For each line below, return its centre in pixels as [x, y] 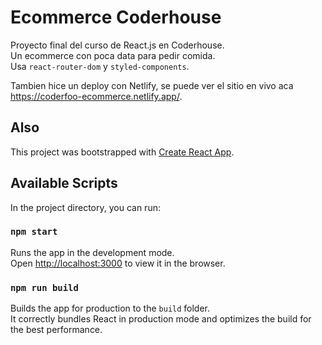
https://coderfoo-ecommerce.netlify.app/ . [96, 96]
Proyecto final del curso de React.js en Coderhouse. [117, 45]
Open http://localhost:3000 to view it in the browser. [118, 263]
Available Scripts [64, 183]
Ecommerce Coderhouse [116, 17]
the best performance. [56, 330]
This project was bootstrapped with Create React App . [122, 152]
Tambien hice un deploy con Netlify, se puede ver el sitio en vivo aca [152, 85]
